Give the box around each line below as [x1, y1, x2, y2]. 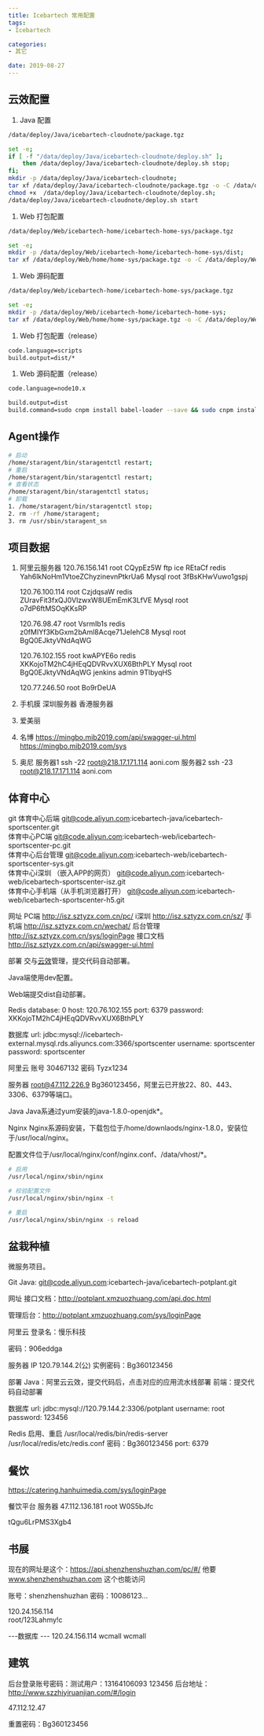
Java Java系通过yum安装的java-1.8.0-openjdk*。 [8, 1106, 167, 1116]
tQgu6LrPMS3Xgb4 [8, 1517, 72, 1527]
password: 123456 [8, 1413, 68, 1422]
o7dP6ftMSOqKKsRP [19, 604, 87, 613]
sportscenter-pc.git [8, 840, 71, 850]
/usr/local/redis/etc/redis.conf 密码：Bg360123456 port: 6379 [8, 1439, 209, 1448]
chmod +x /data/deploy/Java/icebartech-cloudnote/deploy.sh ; [8, 189, 216, 197]
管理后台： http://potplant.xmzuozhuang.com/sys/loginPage [8, 1311, 202, 1320]
